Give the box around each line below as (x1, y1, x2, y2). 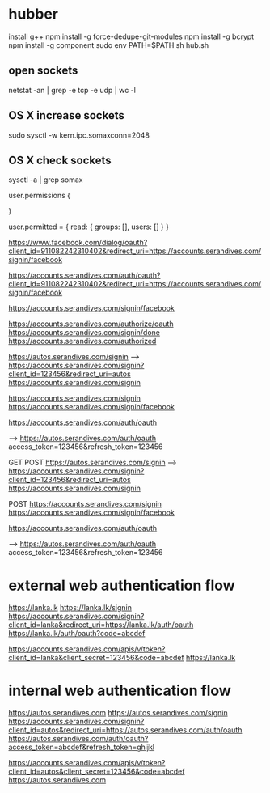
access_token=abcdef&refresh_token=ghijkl (8, 742, 155, 753)
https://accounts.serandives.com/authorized (8, 337, 157, 346)
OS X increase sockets (8, 108, 125, 122)
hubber (8, 5, 59, 23)
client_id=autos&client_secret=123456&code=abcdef (8, 766, 185, 777)
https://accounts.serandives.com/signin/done (8, 328, 160, 337)
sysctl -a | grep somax (8, 175, 83, 184)
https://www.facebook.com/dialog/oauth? (8, 238, 148, 248)
